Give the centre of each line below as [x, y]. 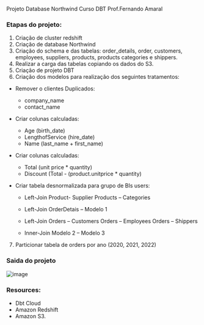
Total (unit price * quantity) [58, 167]
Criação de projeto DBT [45, 70]
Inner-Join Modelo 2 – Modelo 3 [64, 233]
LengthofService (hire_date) [60, 137]
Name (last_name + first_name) [64, 144]
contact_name [42, 107]
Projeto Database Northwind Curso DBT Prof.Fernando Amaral [85, 9]
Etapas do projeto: [34, 24]
